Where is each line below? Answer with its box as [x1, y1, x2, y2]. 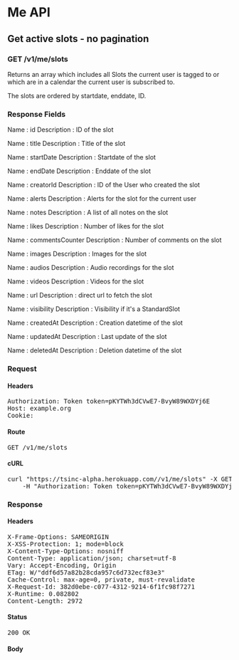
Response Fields [7, 109, 66, 119]
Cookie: [7, 412, 34, 420]
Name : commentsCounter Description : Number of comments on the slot [7, 236, 222, 244]
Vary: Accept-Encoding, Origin [7, 561, 117, 570]
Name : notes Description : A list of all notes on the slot [7, 208, 169, 217]
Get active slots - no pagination [7, 33, 149, 45]
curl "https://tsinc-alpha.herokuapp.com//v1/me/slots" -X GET [7, 475, 233, 483]
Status [7, 613, 28, 622]
